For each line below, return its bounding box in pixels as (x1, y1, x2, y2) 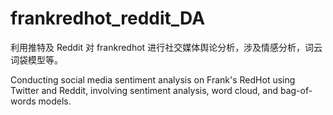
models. (38, 95, 72, 107)
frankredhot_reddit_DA (10, 7, 206, 30)
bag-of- (279, 84, 313, 96)
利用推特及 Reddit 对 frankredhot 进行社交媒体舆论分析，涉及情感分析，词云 (10, 41, 323, 53)
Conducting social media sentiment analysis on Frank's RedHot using (10, 73, 296, 86)
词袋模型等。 (10, 53, 63, 66)
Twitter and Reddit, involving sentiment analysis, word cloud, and (10, 84, 278, 96)
